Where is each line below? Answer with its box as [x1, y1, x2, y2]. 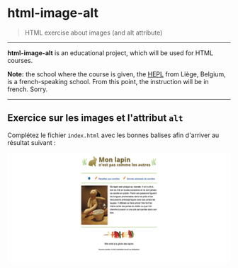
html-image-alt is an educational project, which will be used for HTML [7, 48, 214, 57]
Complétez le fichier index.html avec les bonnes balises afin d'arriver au [7, 131, 220, 139]
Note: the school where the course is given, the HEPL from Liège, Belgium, [7, 69, 226, 78]
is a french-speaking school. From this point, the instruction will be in [7, 77, 209, 86]
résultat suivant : [7, 138, 57, 146]
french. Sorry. [7, 85, 48, 93]
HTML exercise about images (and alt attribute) [24, 28, 163, 37]
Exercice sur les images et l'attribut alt [7, 112, 183, 124]
